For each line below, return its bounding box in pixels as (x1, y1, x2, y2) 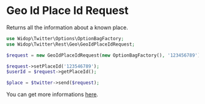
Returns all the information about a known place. (6, 24, 128, 31)
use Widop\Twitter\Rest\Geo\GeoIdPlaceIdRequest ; (6, 41, 135, 47)
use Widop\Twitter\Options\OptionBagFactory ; (6, 35, 124, 41)
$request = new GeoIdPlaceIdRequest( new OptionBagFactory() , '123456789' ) (6, 52, 201, 58)
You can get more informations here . (6, 91, 99, 98)
